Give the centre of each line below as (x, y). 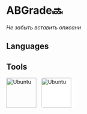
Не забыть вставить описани (43, 27)
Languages (28, 46)
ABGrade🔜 (34, 10)
